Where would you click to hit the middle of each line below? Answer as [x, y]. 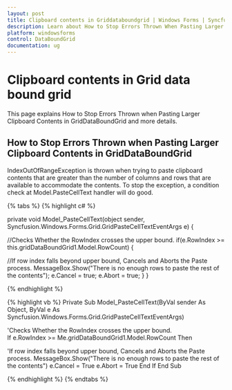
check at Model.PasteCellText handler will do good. [80, 192]
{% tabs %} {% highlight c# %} [51, 205]
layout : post [26, 13]
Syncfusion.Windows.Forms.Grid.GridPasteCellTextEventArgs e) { [100, 226]
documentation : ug [33, 46]
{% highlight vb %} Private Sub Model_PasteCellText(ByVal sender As [106, 302]
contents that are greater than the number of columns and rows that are [109, 178]
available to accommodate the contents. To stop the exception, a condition [113, 185]
